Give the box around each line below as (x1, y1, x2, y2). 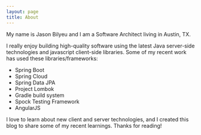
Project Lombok (14, 85, 54, 92)
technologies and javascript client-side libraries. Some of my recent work (6, 48, 187, 55)
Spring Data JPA (14, 79, 56, 86)
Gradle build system (14, 92, 65, 99)
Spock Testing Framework (14, 98, 80, 105)
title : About (6, 14, 39, 20)
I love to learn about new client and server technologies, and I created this (6, 115, 189, 123)
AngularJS (14, 104, 41, 111)
